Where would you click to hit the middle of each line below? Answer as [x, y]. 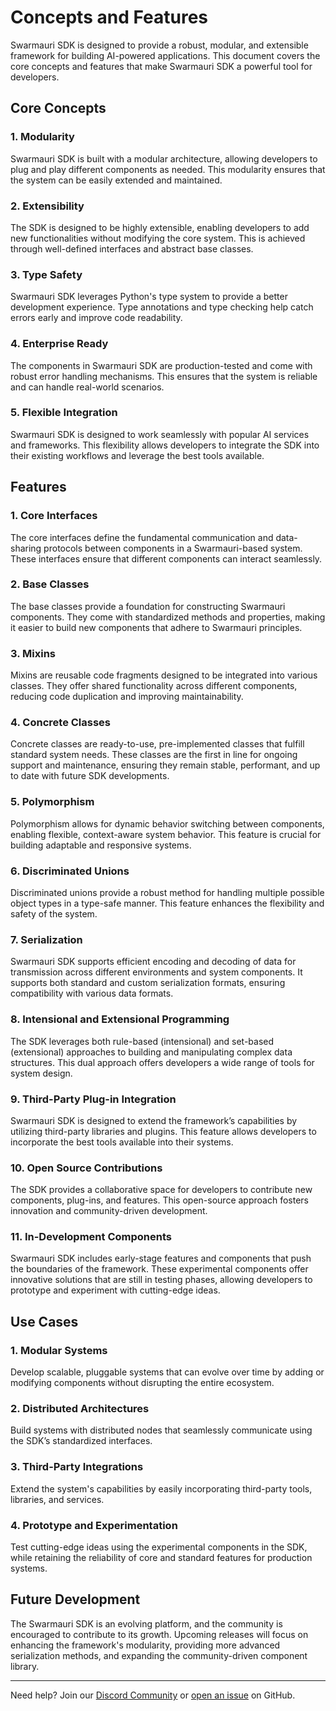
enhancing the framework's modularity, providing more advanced [145, 1645]
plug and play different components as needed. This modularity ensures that [168, 169]
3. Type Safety [46, 274]
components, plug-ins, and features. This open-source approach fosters [159, 1200]
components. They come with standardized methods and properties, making [168, 617]
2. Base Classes [50, 584]
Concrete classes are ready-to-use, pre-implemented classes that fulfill [157, 744]
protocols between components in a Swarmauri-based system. [173, 548]
